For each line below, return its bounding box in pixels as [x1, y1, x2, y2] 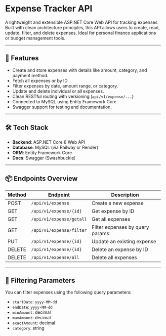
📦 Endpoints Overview [5, 174, 78, 183]
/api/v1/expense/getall [31, 216, 87, 222]
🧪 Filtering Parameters [5, 276, 76, 285]
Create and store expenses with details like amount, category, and [12, 67, 147, 73]
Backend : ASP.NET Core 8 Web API [12, 139, 85, 145]
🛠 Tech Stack [5, 124, 48, 132]
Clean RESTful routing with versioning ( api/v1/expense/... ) [12, 93, 134, 99]
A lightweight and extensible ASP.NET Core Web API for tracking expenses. [5, 19, 159, 25]
